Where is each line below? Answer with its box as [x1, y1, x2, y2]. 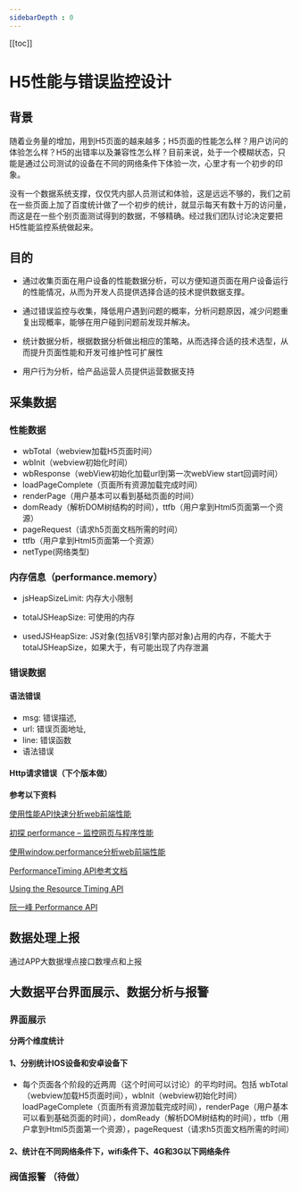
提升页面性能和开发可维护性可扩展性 [29, 347, 163, 358]
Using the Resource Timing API [9, 883, 124, 894]
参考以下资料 [9, 789, 56, 800]
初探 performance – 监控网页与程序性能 [9, 827, 154, 838]
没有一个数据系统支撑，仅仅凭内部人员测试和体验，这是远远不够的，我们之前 [9, 188, 291, 198]
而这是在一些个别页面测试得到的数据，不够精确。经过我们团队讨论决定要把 [9, 210, 283, 221]
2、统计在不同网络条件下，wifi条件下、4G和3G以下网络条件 [9, 1146, 230, 1157]
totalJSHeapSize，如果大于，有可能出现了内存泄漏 [21, 642, 209, 653]
